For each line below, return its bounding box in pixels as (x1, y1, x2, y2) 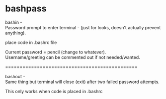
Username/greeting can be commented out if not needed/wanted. (5, 54, 140, 60)
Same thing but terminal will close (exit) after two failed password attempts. (5, 79, 160, 85)
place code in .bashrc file (5, 39, 57, 45)
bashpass (5, 3, 47, 14)
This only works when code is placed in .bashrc (5, 88, 103, 94)
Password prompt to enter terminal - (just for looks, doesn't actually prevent (5, 24, 161, 30)
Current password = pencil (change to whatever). (5, 49, 106, 55)
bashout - (5, 73, 25, 79)
